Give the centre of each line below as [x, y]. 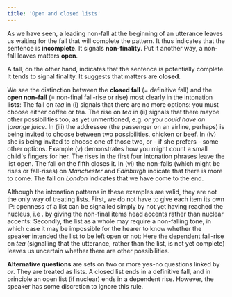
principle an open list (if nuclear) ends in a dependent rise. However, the [110, 279]
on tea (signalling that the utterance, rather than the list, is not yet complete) [116, 243]
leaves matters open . [48, 56]
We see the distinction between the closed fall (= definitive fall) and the [110, 90]
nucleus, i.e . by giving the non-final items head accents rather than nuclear [115, 214]
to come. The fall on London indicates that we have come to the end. [106, 178]
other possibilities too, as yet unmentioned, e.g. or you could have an [106, 119]
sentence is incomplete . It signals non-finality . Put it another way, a [105, 48]
